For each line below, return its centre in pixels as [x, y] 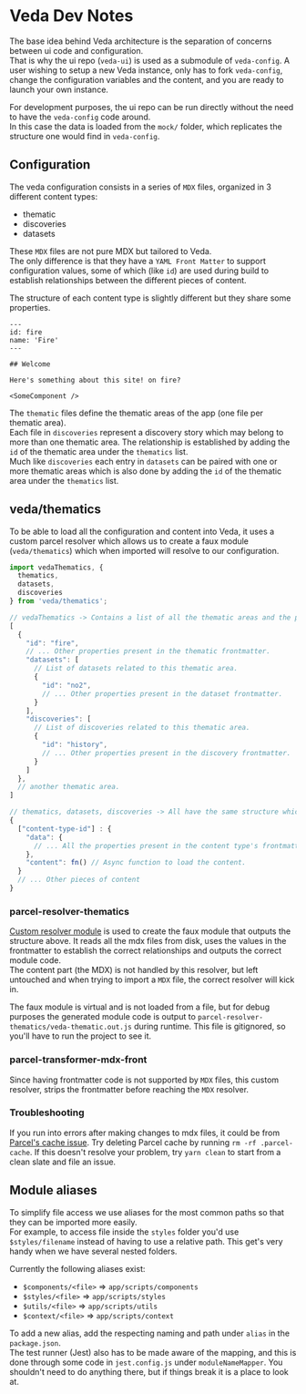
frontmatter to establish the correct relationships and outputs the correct [146, 951]
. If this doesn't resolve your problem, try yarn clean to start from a [155, 1152]
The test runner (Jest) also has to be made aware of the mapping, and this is [153, 1352]
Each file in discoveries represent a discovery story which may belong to [147, 432]
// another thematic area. [69, 787]
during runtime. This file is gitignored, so [209, 1027]
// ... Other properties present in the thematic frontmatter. [148, 651]
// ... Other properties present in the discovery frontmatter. [167, 753]
